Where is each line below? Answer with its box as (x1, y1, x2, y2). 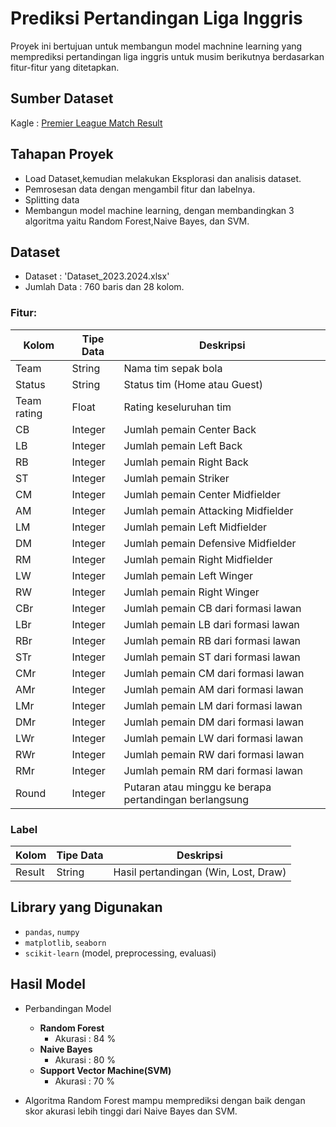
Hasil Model (10, 976, 86, 993)
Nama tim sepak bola (123, 361, 223, 375)
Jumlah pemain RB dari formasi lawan (123, 633, 302, 647)
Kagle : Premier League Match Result (10, 117, 163, 129)
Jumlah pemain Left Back (123, 438, 243, 452)
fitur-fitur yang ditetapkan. (10, 61, 120, 73)
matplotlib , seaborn (24, 936, 107, 948)
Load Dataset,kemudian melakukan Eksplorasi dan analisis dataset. (24, 172, 302, 184)
